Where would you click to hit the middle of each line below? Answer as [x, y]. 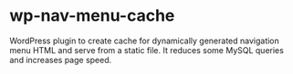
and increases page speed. [61, 60]
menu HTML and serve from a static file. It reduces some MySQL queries [147, 50]
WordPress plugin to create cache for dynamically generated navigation [145, 41]
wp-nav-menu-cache [92, 16]
